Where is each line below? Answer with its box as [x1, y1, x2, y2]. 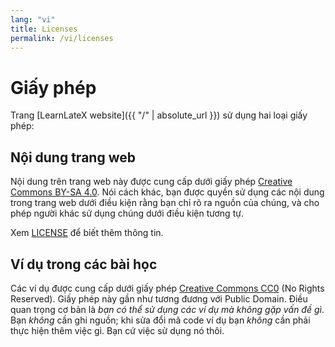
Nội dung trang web [10, 149, 136, 166]
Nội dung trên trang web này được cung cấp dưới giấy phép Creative [10, 176, 293, 188]
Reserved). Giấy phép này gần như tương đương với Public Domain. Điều [10, 292, 308, 305]
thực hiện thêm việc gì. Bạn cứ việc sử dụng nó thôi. [10, 324, 225, 336]
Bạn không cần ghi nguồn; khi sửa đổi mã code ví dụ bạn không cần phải [10, 314, 311, 326]
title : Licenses [10, 24, 78, 34]
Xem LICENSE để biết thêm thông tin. [10, 227, 164, 239]
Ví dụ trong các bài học [10, 256, 158, 273]
